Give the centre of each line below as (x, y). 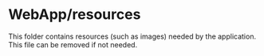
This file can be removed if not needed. (73, 44)
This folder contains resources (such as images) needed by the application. (132, 36)
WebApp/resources (75, 15)
